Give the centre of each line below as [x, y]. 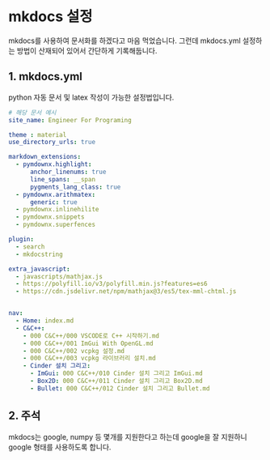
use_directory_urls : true [52, 143]
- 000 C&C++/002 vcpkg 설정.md [74, 351]
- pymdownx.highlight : [54, 164]
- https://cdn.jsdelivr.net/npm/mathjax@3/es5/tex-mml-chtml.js [126, 292]
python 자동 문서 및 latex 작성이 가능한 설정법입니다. [91, 97]
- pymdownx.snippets [50, 217]
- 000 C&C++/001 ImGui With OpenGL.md [88, 343]
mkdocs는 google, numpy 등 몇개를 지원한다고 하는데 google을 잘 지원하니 [128, 437]
